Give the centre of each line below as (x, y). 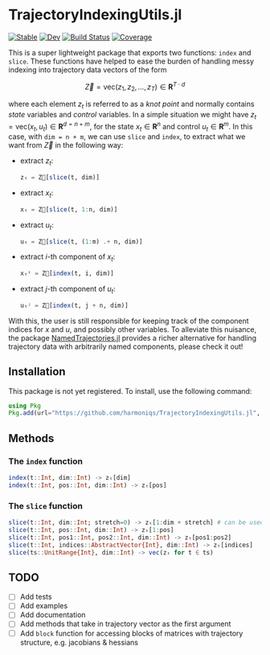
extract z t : (37, 162)
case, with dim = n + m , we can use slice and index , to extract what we (127, 137)
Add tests (36, 597)
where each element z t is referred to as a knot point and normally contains (131, 105)
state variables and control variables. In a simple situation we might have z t (133, 116)
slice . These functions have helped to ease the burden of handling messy (131, 61)
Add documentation (53, 615)
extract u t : (37, 225)
